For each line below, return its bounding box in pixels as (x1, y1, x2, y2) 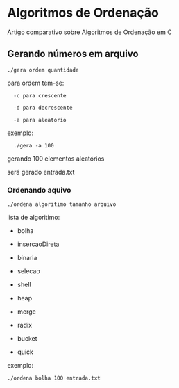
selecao (17, 267, 40, 275)
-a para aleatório (13, 116, 67, 123)
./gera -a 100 (13, 142, 54, 149)
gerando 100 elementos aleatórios (7, 154, 105, 163)
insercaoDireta (17, 240, 60, 248)
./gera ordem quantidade (7, 66, 79, 74)
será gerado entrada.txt (7, 168, 75, 176)
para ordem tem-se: (7, 79, 65, 87)
